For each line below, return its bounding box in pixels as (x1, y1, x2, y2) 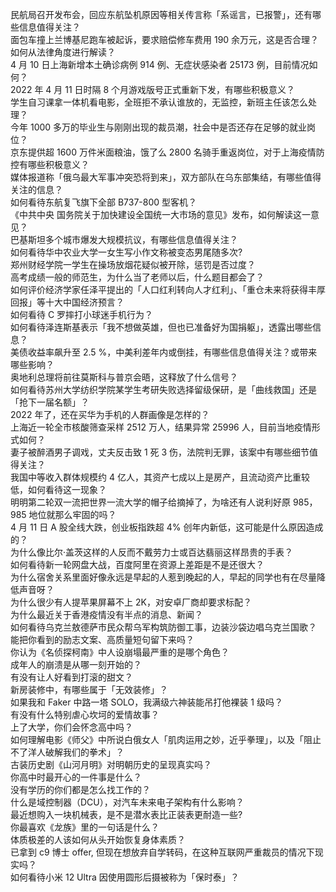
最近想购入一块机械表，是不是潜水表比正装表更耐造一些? (10, 809, 243, 820)
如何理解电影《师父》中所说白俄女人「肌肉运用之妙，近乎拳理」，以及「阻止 (10, 734, 322, 745)
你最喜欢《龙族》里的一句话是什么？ (10, 821, 160, 833)
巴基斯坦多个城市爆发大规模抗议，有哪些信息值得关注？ (10, 234, 238, 245)
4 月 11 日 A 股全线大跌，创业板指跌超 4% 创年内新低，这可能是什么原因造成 (10, 521, 324, 533)
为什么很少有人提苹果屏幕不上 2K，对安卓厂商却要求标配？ (10, 596, 252, 608)
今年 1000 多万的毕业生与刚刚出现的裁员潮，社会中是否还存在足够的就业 (10, 121, 308, 133)
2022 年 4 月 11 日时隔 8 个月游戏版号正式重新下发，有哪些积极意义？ (10, 84, 296, 95)
